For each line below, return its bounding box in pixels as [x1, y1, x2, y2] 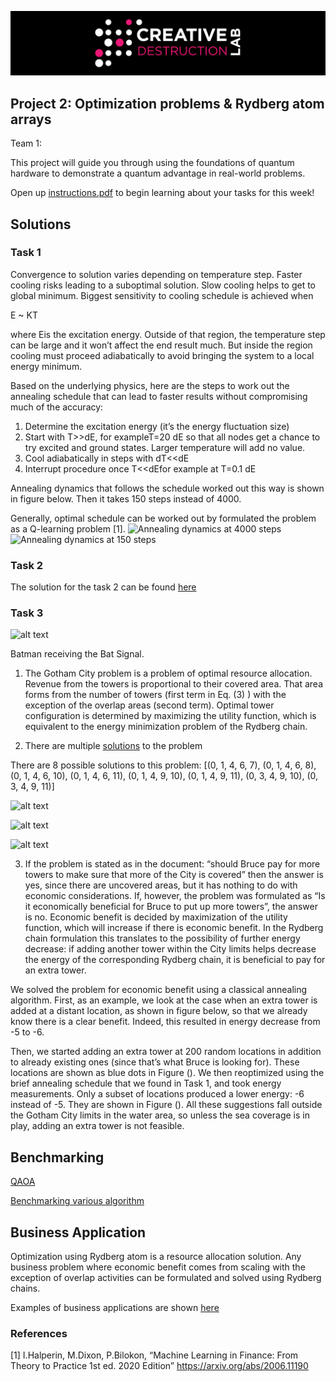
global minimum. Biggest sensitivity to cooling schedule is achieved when [10, 289, 314, 301]
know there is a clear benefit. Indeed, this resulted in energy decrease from [10, 1016, 321, 1028]
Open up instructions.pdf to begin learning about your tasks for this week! [10, 187, 315, 199]
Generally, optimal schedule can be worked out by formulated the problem [10, 512, 317, 524]
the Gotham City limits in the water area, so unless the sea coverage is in [10, 1109, 310, 1121]
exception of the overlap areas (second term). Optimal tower [24, 699, 275, 711]
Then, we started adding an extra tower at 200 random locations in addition [10, 1046, 322, 1058]
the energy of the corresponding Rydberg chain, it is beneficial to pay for [24, 954, 326, 966]
